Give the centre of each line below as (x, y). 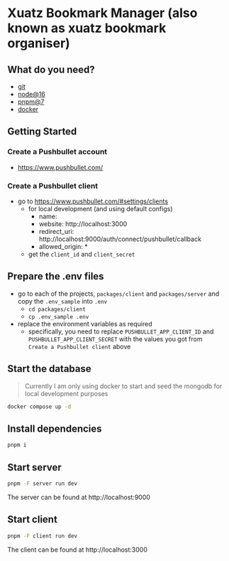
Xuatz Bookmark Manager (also (102, 13)
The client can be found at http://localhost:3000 (77, 550)
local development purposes (66, 393)
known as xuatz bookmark (87, 28)
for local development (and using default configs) (100, 208)
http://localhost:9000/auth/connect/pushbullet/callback (120, 239)
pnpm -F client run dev (43, 536)
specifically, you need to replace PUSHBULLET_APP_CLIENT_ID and (121, 331)
